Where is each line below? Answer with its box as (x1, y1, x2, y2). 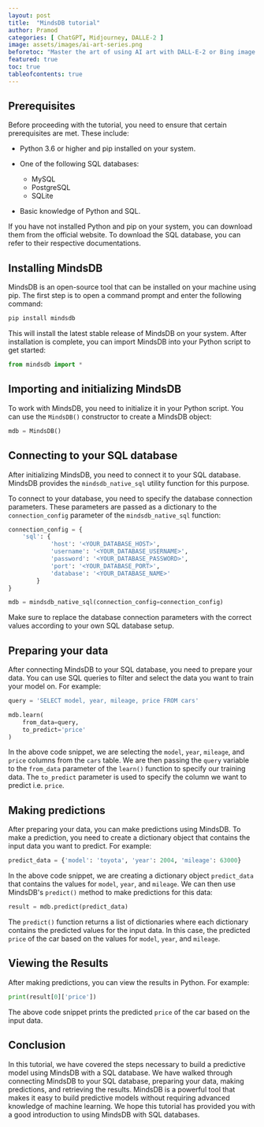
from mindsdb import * (8, 360, 83, 369)
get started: (8, 345, 46, 355)
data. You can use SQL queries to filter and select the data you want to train (8, 674, 255, 683)
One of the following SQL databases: (19, 159, 139, 169)
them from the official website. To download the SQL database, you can (8, 230, 241, 240)
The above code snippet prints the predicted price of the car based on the (8, 1007, 251, 1017)
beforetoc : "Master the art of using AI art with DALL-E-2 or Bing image (8, 48, 256, 56)
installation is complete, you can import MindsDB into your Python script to (8, 337, 251, 347)
